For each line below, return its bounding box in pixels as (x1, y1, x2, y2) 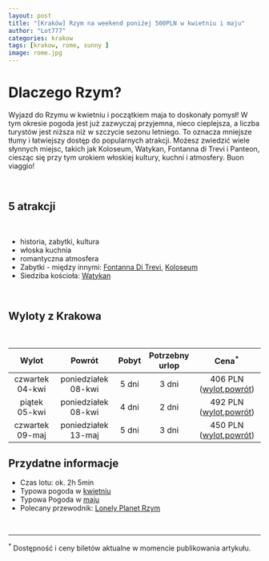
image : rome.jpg (8, 49, 62, 57)
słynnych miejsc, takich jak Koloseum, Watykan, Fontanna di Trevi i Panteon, (8, 143, 260, 153)
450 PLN (210, 419, 244, 430)
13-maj (69, 430, 99, 441)
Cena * (214, 353, 240, 367)
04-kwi (17, 383, 46, 394)
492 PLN (210, 396, 244, 407)
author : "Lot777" (8, 26, 66, 34)
